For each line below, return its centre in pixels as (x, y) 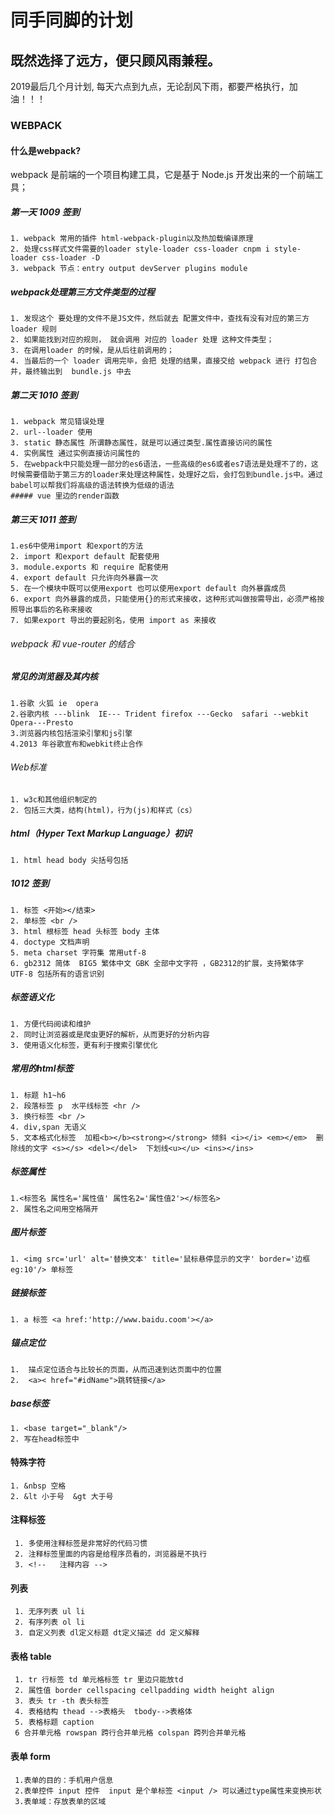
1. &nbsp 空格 (38, 1486)
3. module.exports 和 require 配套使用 (89, 567)
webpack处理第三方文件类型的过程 (82, 292)
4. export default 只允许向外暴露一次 (84, 578)
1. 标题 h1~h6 (38, 1095)
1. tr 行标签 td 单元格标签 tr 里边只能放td (99, 1680)
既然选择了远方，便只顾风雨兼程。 (115, 60)
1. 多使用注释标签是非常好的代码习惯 (81, 1543)
